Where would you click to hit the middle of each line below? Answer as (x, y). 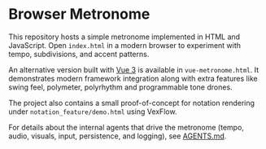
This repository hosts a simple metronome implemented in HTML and (124, 37)
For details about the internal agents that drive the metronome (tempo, (126, 127)
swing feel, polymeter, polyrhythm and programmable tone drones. (121, 87)
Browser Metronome (79, 14)
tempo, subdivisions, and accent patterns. (79, 54)
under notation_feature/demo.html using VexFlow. (93, 112)
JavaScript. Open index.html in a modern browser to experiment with (125, 45)
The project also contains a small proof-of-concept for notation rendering (131, 103)
